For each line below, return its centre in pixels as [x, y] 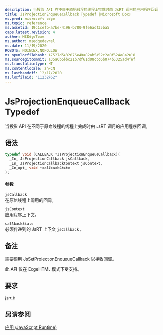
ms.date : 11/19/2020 [26, 46]
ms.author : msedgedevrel [30, 41]
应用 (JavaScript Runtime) [31, 327]
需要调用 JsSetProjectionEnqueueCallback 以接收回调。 [61, 259]
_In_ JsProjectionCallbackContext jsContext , [56, 164]
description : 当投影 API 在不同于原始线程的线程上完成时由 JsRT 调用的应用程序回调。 [83, 9]
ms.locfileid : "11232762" [31, 77]
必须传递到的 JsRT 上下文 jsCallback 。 [45, 229]
